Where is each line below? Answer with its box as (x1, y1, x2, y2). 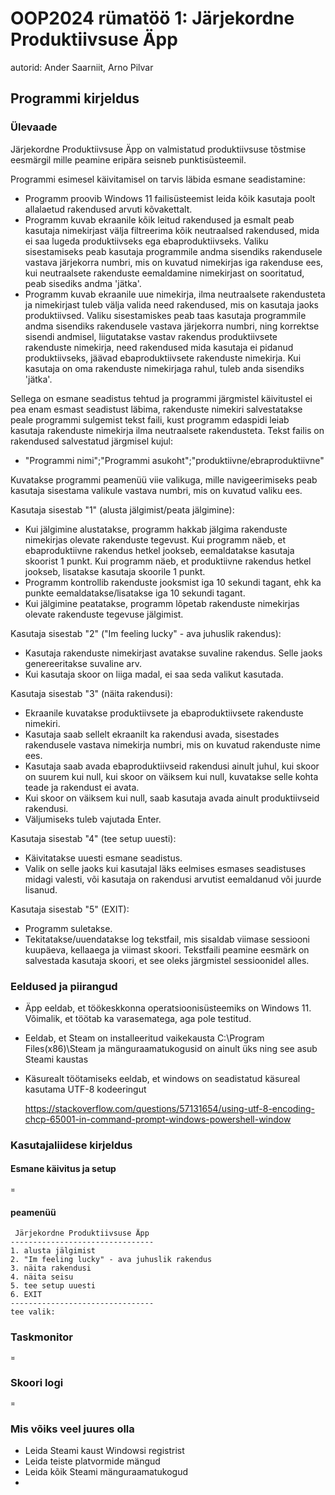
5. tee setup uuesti (10, 1281, 97, 1291)
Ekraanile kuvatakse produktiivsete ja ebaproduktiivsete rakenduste (24, 707, 304, 719)
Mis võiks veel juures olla (10, 1422, 135, 1436)
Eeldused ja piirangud (10, 979, 118, 993)
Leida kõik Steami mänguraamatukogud (24, 1466, 189, 1478)
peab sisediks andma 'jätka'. (24, 277, 142, 289)
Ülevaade (10, 120, 58, 134)
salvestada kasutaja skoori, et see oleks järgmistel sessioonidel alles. (24, 954, 310, 966)
